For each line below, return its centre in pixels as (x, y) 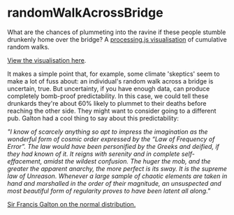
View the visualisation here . (47, 60)
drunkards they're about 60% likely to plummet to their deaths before (107, 103)
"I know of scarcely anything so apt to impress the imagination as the (108, 132)
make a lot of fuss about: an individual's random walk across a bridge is (110, 81)
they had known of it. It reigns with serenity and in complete (94, 154)
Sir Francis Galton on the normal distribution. (72, 204)
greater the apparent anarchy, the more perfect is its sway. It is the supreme (117, 168)
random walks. (29, 47)
